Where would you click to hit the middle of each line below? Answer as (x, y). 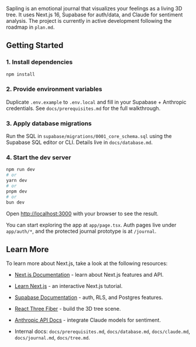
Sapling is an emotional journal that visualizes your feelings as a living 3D (94, 8)
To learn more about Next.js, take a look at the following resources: (87, 263)
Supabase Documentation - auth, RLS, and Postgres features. (89, 297)
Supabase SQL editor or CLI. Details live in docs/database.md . (80, 142)
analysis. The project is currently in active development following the (89, 21)
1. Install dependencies (39, 62)
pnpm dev (17, 191)
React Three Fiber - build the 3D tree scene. (68, 309)
